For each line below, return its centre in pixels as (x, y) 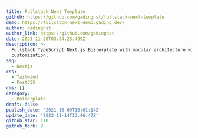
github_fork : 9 (25, 126)
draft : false (22, 104)
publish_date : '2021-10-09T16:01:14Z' (54, 110)
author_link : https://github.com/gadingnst (60, 33)
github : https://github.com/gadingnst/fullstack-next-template (85, 17)
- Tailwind (25, 77)
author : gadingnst (29, 28)
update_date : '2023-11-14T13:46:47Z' (52, 115)
